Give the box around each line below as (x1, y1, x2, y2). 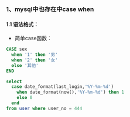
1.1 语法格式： (6, 20, 39, 27)
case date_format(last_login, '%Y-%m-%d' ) (11, 84, 114, 90)
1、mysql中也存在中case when (6, 5, 94, 13)
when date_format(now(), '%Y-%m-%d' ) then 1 (16, 89, 125, 95)
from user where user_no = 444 (6, 105, 83, 111)
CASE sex (6, 47, 28, 52)
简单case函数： (14, 35, 53, 42)
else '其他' (11, 62, 39, 68)
